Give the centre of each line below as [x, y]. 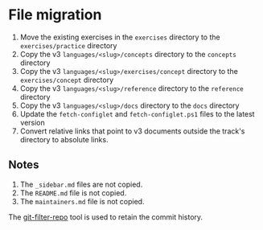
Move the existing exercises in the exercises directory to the [120, 37]
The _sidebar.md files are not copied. [81, 184]
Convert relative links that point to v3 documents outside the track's [132, 131]
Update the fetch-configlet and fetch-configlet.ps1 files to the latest [137, 113]
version [33, 122]
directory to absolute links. [64, 139]
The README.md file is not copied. [73, 193]
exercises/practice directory [68, 45]
